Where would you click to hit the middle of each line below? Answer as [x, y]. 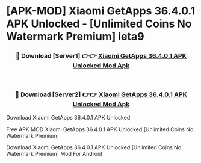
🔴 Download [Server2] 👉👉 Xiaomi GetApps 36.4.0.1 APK [101, 94]
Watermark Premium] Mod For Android [54, 153]
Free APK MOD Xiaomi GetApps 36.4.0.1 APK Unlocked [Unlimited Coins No [100, 129]
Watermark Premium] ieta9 [75, 37]
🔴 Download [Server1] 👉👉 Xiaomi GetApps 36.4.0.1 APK [101, 56]
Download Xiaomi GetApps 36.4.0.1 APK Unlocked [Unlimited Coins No [94, 147]
